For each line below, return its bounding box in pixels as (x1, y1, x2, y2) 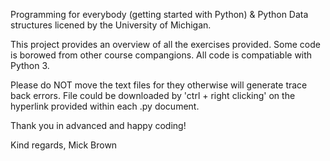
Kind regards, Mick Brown (10, 139, 118, 151)
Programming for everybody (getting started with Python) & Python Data (10, 9, 309, 20)
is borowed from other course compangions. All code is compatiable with (10, 49, 313, 61)
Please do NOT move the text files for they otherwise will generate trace (10, 79, 308, 91)
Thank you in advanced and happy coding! (10, 120, 187, 131)
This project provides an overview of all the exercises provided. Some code (10, 39, 321, 50)
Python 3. (10, 60, 50, 71)
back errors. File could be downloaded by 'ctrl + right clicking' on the (10, 90, 296, 101)
